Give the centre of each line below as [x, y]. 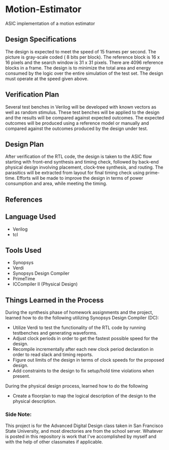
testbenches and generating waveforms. [55, 333]
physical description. [35, 401]
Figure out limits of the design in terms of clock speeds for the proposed [88, 360]
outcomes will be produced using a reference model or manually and [77, 123]
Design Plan [25, 144]
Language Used [31, 217]
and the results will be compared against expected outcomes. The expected [85, 117]
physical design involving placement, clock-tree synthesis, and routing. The [84, 167]
